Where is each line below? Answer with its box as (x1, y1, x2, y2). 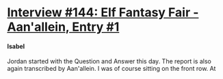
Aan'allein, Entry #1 (7, 19, 120, 35)
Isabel (7, 42, 25, 50)
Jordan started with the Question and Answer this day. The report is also (7, 57, 212, 65)
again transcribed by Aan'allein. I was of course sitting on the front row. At (7, 65, 216, 73)
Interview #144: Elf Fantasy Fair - (7, 5, 199, 20)
